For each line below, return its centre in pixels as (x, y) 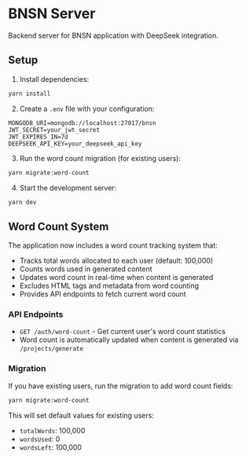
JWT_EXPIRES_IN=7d (38, 137)
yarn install (29, 94)
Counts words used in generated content (86, 269)
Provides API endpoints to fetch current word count (103, 294)
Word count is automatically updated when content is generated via (129, 340)
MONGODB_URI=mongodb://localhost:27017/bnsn (82, 123)
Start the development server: (68, 188)
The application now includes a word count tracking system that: (113, 245)
